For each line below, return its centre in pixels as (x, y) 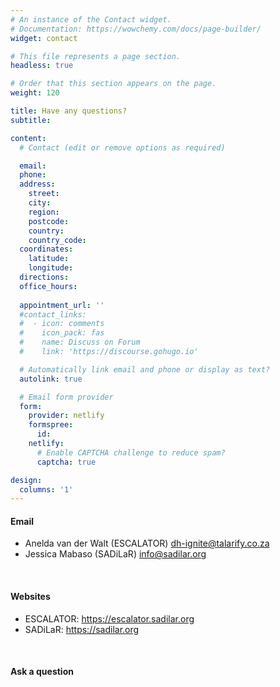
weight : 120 (35, 93)
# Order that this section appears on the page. (113, 84)
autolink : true (51, 379)
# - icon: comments (62, 324)
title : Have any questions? (69, 111)
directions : (44, 277)
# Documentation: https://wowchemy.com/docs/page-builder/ (136, 29)
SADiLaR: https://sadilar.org (82, 629)
